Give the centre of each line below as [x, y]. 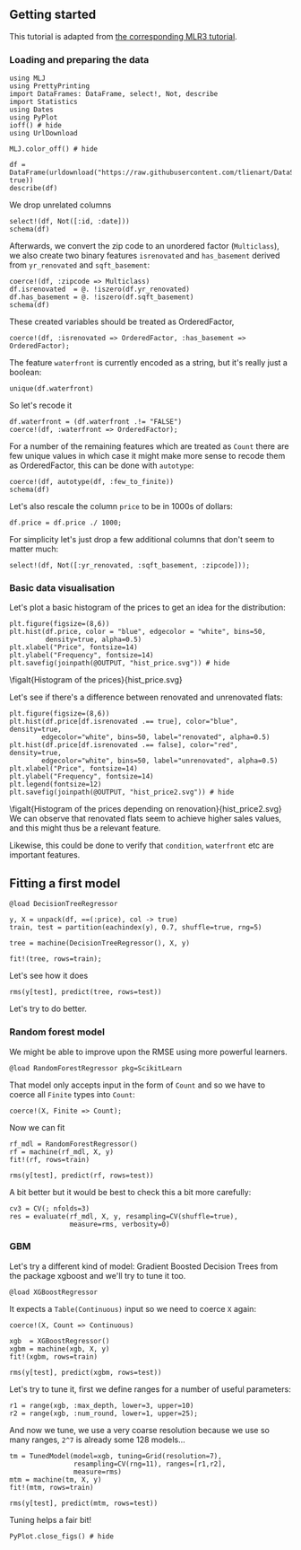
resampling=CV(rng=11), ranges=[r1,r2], [150, 1464]
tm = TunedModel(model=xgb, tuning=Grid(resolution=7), [116, 1456]
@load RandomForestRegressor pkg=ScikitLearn [95, 1068]
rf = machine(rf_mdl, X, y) [62, 1152]
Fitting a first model [65, 883]
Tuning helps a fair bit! [51, 1519]
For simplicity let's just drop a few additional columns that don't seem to [142, 540]
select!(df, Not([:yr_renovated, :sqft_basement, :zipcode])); [130, 566]
